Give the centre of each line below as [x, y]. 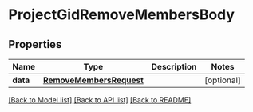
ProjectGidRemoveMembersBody [122, 15]
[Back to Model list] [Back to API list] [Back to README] [100, 100]
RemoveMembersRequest [93, 80]
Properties [35, 44]
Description [174, 67]
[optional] [223, 80]
